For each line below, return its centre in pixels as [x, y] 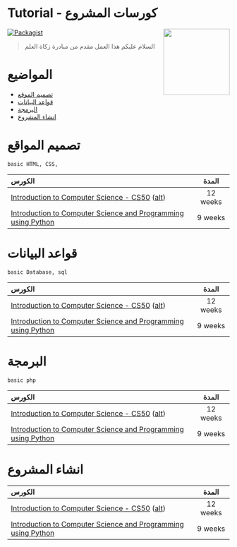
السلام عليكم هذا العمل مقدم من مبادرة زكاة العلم [90, 46]
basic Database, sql [38, 272]
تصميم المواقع [44, 145]
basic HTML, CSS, [33, 164]
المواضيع [30, 75]
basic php [22, 380]
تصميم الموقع [35, 94]
